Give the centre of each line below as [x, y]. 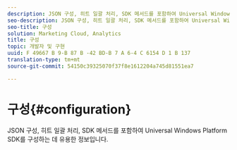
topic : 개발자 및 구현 [36, 46]
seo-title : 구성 [30, 27]
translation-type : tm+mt [44, 60]
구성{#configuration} [69, 109]
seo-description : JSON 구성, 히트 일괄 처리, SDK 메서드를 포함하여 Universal [114, 20]
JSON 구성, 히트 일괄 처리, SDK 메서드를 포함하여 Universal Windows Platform [117, 130]
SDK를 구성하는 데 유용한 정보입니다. [58, 139]
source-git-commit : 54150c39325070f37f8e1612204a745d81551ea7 [101, 66]
